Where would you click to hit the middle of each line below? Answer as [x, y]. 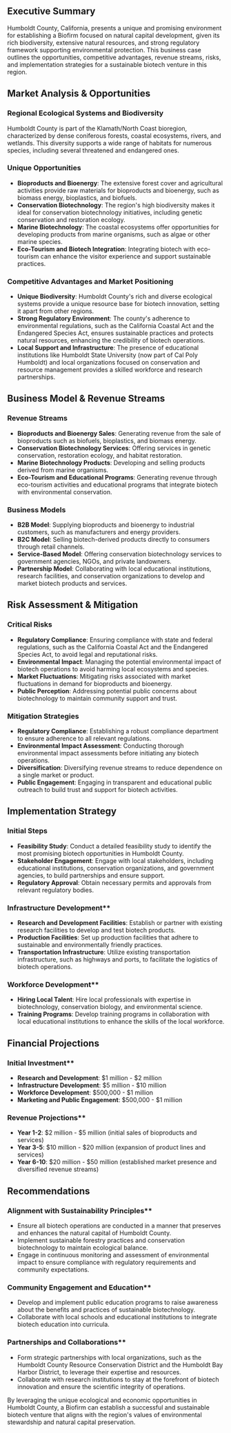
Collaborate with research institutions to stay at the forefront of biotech [118, 1379]
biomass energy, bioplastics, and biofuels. [77, 197]
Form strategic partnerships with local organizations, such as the [109, 1357]
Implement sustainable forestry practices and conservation [101, 1241]
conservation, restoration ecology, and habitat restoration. [100, 455]
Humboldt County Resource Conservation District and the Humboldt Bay [120, 1365]
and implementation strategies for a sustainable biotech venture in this [107, 64]
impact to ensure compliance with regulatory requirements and [107, 1262]
